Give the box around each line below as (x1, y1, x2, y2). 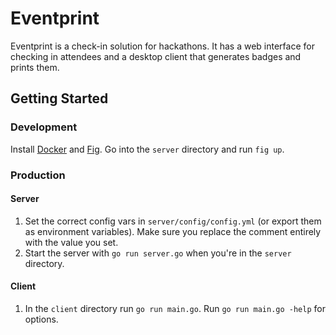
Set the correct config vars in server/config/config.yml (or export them (24, 215, 322, 227)
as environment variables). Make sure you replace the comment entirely (24, 225, 322, 237)
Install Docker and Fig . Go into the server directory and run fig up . (10, 143, 285, 155)
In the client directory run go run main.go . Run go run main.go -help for (24, 302, 326, 314)
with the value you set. (24, 236, 119, 248)
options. (24, 313, 59, 325)
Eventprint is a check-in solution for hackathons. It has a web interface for (10, 40, 315, 52)
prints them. (10, 61, 60, 73)
